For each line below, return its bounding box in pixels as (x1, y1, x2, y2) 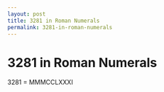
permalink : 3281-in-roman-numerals (7, 24, 113, 31)
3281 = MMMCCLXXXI (7, 78, 73, 86)
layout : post (7, 10, 46, 18)
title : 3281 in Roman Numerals (7, 17, 100, 24)
